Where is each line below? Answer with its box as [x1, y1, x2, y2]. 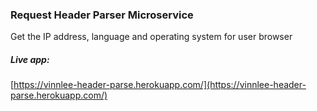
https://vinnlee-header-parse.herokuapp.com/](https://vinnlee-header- [13, 79, 307, 91]
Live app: [10, 53, 50, 65]
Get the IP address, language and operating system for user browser [10, 31, 293, 43]
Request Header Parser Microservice [10, 8, 194, 22]
